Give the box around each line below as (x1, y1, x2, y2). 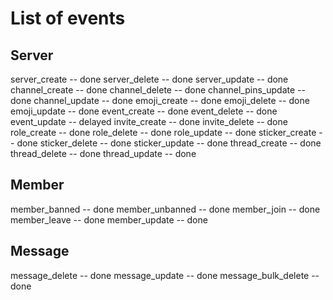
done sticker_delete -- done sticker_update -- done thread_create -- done (16, 137, 322, 149)
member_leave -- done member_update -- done (10, 213, 208, 226)
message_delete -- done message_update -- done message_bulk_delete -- (10, 269, 320, 281)
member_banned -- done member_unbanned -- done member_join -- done (10, 203, 321, 215)
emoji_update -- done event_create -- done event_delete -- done (10, 105, 278, 117)
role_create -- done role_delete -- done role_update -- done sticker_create (10, 127, 317, 138)
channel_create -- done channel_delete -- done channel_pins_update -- (10, 84, 306, 96)
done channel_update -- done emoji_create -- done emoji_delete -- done (10, 95, 310, 106)
